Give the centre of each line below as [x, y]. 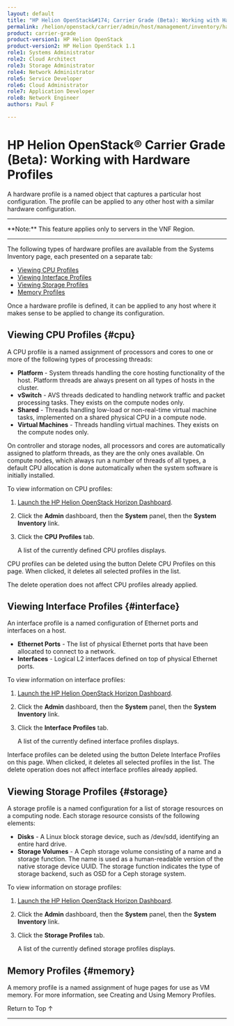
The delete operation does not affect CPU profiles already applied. [103, 584]
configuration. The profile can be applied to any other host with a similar [111, 201]
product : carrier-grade [42, 33]
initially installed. [31, 475]
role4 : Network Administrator [51, 72]
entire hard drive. [42, 844]
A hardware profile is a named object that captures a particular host [104, 194]
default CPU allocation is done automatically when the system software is [112, 467]
